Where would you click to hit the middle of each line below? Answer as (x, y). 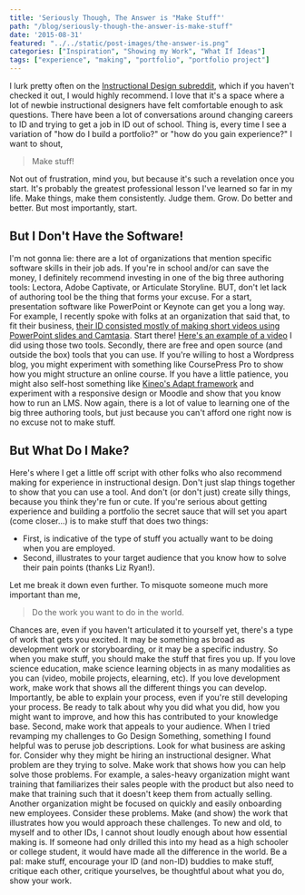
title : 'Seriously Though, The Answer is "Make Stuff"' (117, 18)
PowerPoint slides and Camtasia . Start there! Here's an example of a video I (151, 335)
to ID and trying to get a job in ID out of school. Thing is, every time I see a (148, 124)
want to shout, (36, 143)
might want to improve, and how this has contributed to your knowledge (144, 716)
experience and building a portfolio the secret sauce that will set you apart (148, 511)
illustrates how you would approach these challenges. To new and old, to (146, 822)
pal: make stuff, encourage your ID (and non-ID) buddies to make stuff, (142, 861)
